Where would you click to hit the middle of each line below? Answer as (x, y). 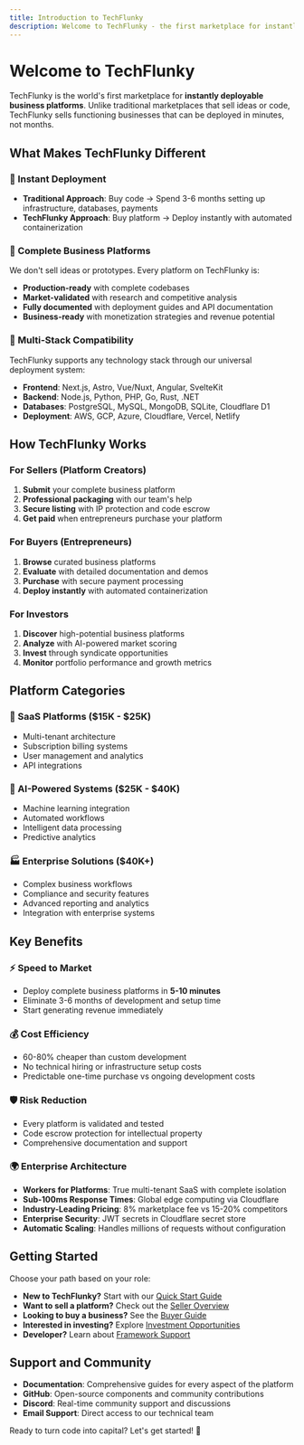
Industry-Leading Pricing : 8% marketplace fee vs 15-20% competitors (155, 1209)
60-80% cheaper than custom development (104, 1057)
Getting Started (54, 1256)
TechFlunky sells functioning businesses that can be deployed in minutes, (147, 115)
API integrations (52, 765)
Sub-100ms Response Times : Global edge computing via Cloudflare (151, 1199)
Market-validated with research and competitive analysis (130, 297)
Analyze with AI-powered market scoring (100, 643)
